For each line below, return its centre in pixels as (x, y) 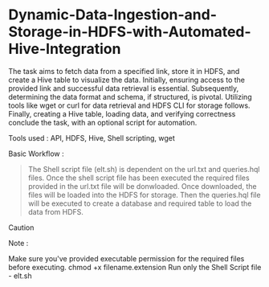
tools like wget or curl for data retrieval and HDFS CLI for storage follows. (129, 105)
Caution (21, 228)
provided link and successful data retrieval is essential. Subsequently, (124, 88)
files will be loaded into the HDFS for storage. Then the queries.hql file (144, 195)
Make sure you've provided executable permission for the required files (126, 258)
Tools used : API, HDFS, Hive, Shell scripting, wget (92, 137)
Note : (18, 243)
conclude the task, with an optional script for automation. (103, 122)
